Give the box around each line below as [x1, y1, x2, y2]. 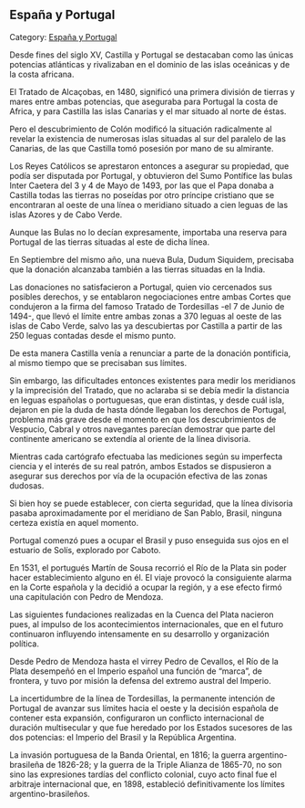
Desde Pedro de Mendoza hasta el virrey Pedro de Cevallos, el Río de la [9, 656, 280, 666]
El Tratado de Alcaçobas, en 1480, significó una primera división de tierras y [9, 86, 296, 97]
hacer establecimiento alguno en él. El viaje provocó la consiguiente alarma [9, 572, 292, 582]
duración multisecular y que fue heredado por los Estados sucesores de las [9, 721, 293, 733]
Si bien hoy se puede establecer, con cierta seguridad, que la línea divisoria [9, 498, 293, 509]
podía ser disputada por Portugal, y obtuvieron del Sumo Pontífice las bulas [9, 170, 293, 181]
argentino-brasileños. [9, 788, 91, 799]
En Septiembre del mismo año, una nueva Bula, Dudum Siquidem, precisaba [9, 254, 294, 265]
